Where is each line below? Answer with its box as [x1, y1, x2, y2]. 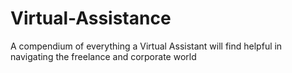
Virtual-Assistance [10, 7, 172, 30]
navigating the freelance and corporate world [10, 50, 197, 62]
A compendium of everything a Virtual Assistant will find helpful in [10, 40, 283, 52]
